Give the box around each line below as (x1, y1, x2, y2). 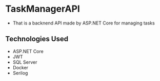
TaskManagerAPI (5, 3, 81, 15)
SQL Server (12, 59, 37, 65)
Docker (12, 64, 29, 70)
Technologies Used (5, 35, 68, 43)
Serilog (12, 70, 28, 76)
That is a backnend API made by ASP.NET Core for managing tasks (12, 20, 155, 26)
